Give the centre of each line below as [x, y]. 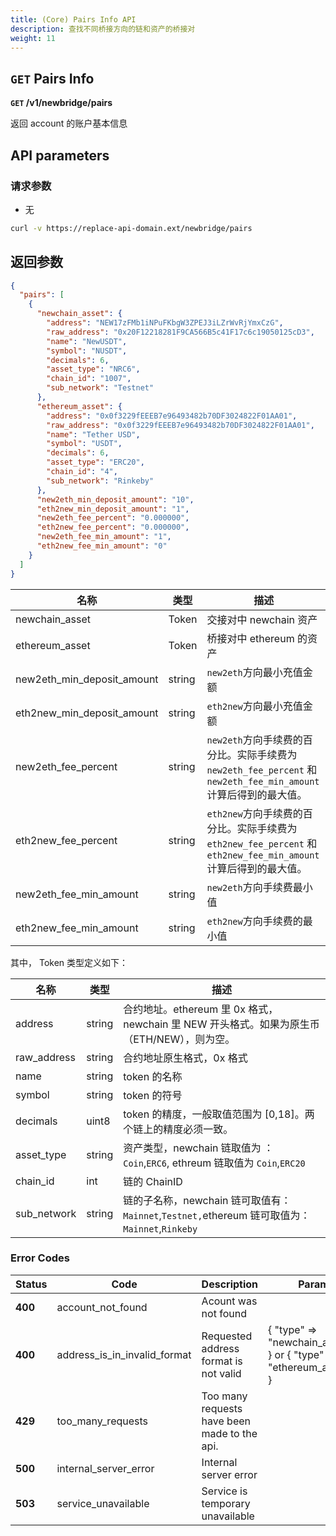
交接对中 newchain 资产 [262, 619]
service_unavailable [103, 1503]
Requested [227, 1336]
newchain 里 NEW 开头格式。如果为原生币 [221, 1024]
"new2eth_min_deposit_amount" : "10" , [115, 499]
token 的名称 [153, 1076]
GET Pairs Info [52, 78]
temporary [226, 1503]
